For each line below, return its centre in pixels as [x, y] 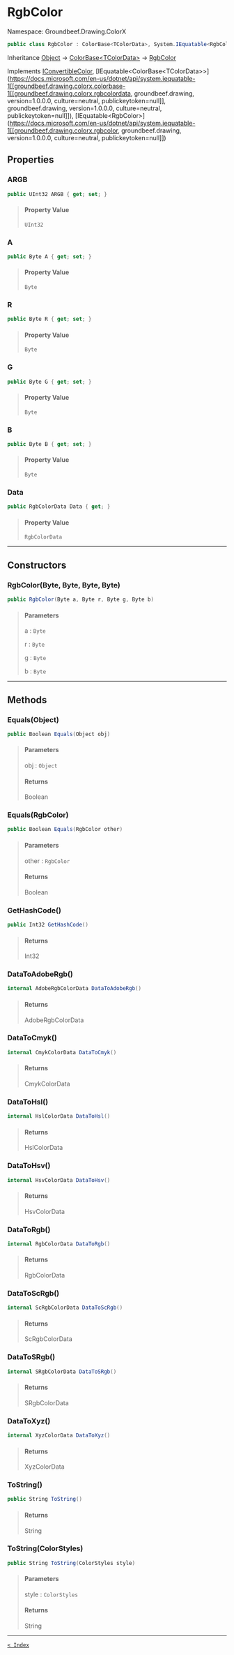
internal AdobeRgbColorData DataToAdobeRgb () [74, 989]
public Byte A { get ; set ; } [49, 256]
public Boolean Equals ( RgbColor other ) [65, 830]
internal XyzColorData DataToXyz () [59, 1436]
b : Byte [35, 671]
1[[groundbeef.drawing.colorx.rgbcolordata [69, 93]
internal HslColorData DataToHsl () [59, 1116]
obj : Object [41, 765]
